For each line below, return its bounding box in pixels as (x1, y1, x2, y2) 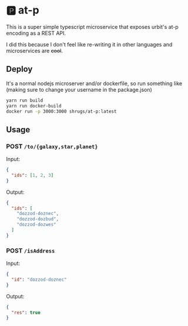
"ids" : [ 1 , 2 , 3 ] (11, 172, 54, 178)
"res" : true (11, 310, 41, 315)
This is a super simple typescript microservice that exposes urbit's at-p (6, 23, 179, 30)
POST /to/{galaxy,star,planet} (6, 142, 98, 150)
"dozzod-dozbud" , (16, 216, 59, 222)
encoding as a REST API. (6, 29, 66, 36)
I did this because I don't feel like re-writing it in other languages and (6, 41, 173, 48)
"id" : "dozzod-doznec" (11, 277, 67, 283)
